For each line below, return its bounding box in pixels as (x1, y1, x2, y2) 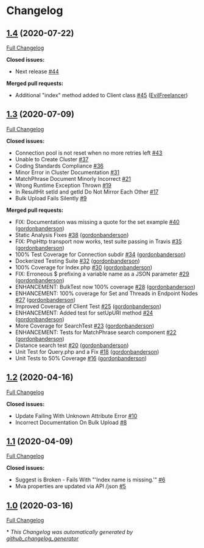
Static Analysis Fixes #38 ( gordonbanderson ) (15, 231, 129, 238)
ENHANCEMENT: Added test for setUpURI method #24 (15, 309, 153, 316)
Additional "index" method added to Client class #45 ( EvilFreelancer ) (15, 92, 188, 98)
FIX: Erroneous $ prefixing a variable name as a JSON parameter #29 (15, 270, 190, 277)
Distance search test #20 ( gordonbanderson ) (15, 342, 129, 349)
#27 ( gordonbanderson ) (15, 296, 76, 303)
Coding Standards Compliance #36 (15, 162, 104, 169)
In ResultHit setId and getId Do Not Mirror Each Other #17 (15, 188, 159, 195)
